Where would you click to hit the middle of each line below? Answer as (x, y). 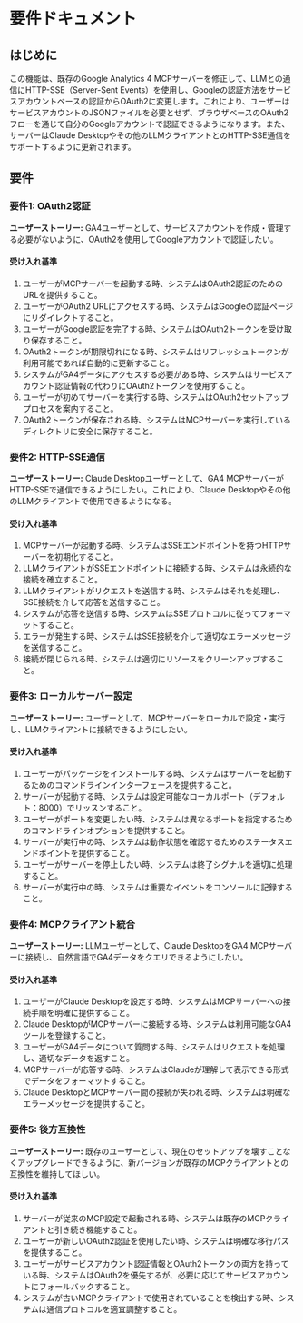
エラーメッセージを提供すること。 (86, 1104)
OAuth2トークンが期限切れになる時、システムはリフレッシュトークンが (156, 352)
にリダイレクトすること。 (70, 317)
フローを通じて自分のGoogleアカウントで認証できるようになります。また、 (150, 124)
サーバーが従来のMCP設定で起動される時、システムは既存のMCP (144, 1218)
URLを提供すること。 (62, 294)
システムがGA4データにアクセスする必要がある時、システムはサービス (154, 374)
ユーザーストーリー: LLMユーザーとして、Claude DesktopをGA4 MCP (139, 946)
